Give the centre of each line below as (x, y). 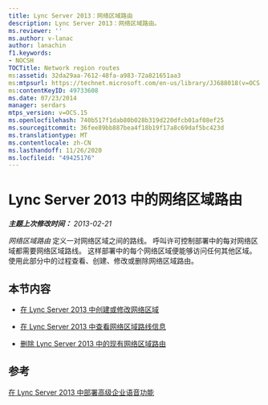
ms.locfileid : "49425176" (51, 157)
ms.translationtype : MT (48, 135)
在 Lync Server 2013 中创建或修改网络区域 (89, 309)
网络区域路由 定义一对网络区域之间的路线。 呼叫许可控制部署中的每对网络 (130, 241)
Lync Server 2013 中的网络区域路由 (126, 200)
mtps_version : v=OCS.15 (48, 113)
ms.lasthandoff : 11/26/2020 (55, 150)
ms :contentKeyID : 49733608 (53, 90)
